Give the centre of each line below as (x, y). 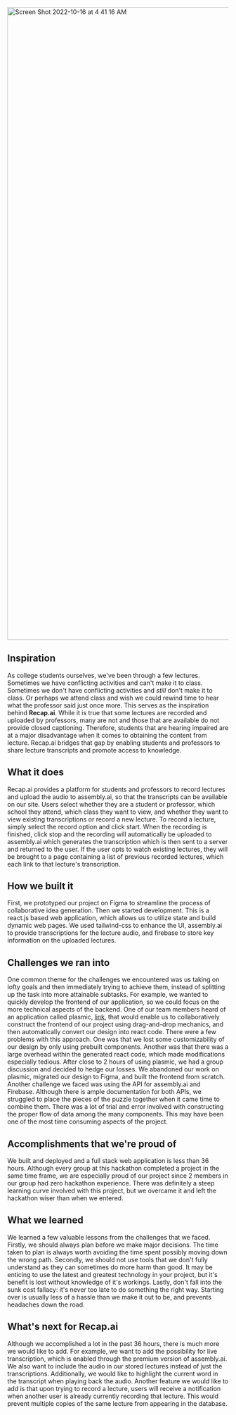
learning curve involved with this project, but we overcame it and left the (112, 1191)
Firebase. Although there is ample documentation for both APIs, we (104, 1092)
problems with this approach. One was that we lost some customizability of (116, 1039)
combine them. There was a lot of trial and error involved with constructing (116, 1107)
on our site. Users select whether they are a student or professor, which (111, 804)
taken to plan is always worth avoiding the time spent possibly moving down (118, 1252)
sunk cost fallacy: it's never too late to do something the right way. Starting (116, 1289)
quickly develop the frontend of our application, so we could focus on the (113, 1002)
